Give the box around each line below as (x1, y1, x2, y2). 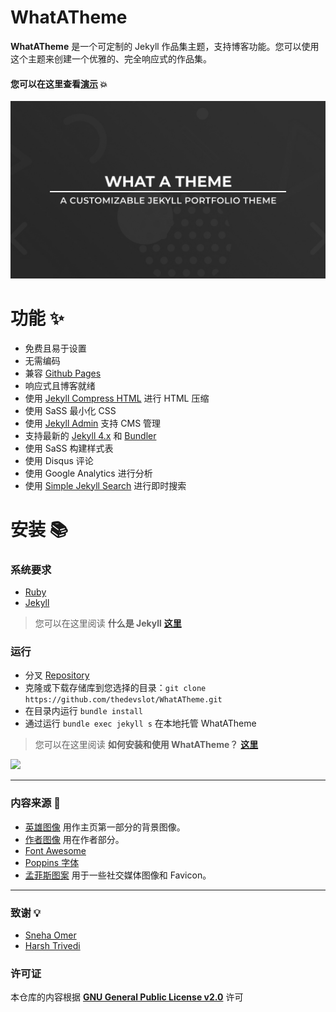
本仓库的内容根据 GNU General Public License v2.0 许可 (10, 991, 244, 1003)
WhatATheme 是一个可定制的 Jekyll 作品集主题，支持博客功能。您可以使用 (10, 40, 320, 52)
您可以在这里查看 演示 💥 (10, 77, 108, 90)
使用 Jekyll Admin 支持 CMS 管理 (24, 417, 162, 429)
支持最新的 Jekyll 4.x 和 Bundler (24, 429, 157, 441)
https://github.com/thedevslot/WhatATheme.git (24, 695, 223, 705)
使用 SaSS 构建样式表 (24, 442, 114, 454)
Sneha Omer (24, 929, 77, 941)
